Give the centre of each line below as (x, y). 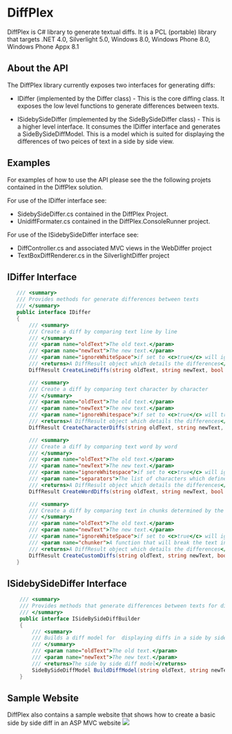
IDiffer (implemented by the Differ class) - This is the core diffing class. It (121, 98)
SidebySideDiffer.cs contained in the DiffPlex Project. (93, 214)
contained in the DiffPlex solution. (55, 187)
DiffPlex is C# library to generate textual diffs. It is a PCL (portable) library (112, 32)
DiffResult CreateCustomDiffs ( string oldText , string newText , (122, 556)
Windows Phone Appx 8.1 (43, 46)
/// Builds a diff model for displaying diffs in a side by (122, 638)
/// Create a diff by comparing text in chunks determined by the (126, 511)
